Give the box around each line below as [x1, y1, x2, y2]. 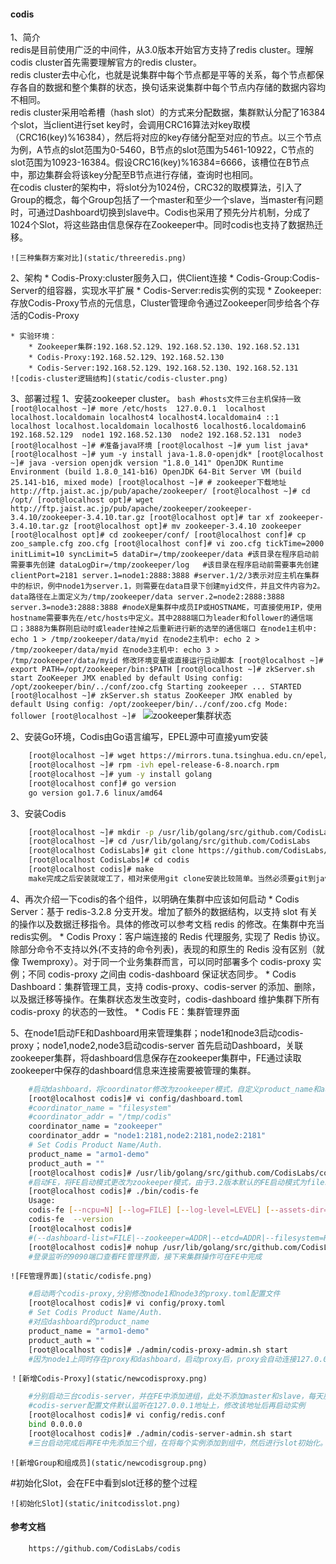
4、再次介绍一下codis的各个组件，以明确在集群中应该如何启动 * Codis [10, 893, 300, 905]
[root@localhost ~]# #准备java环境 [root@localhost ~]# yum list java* [10, 441, 310, 451]
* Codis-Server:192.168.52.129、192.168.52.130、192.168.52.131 [28, 363, 299, 374]
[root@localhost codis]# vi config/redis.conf [28, 1410, 226, 1420]
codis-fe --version [28, 1215, 114, 1225]
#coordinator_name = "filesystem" [28, 1103, 172, 1113]
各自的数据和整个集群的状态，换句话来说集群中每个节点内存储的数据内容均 [18, 81, 326, 94]
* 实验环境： [10, 331, 57, 342]
